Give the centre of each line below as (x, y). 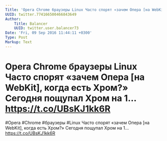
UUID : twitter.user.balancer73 (46, 28)
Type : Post (16, 38)
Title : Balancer (31, 24)
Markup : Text (19, 42)
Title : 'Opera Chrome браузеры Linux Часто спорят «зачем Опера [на (78, 10)
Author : (13, 19)
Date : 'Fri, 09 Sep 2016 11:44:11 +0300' (49, 33)
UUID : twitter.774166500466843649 (41, 14)
